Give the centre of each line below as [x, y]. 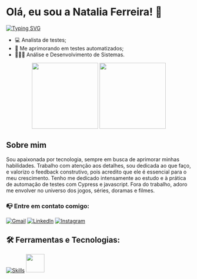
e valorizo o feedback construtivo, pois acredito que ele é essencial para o [96, 172]
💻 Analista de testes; [40, 40]
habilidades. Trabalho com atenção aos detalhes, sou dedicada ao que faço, [98, 165]
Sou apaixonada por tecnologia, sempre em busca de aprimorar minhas [93, 159]
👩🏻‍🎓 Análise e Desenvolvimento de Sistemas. [70, 55]
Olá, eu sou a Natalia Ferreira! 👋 [84, 12]
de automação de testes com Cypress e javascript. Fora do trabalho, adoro [97, 184]
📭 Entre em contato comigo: [48, 206]
